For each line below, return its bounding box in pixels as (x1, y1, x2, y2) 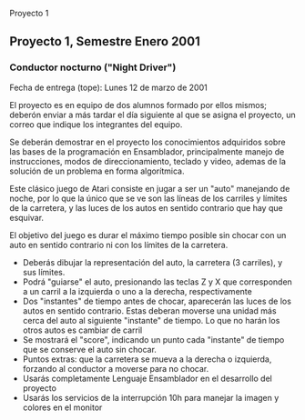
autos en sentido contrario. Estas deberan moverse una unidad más (22, 305, 277, 316)
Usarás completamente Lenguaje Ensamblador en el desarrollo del (22, 373, 273, 384)
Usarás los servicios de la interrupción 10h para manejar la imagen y (22, 392, 280, 403)
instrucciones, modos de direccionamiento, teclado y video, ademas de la (9, 155, 287, 166)
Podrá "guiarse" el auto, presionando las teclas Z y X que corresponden (22, 276, 293, 287)
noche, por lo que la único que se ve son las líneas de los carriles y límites (9, 193, 288, 204)
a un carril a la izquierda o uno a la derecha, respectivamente (22, 285, 252, 296)
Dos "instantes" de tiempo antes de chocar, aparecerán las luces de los (22, 295, 291, 306)
